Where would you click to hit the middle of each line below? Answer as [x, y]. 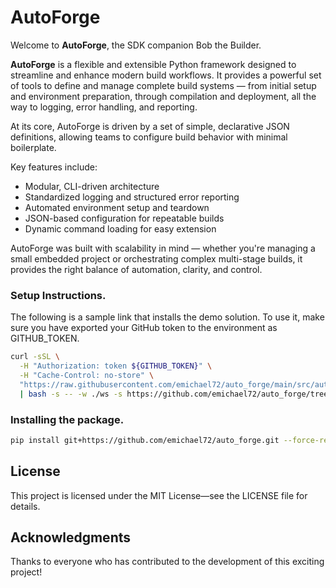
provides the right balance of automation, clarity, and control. [136, 269]
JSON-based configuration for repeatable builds [124, 218]
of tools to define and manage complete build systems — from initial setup [163, 85]
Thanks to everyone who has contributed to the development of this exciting [167, 562]
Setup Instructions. [58, 295]
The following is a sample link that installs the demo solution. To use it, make [167, 317]
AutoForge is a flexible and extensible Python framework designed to [153, 64]
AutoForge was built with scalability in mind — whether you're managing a [163, 248]
